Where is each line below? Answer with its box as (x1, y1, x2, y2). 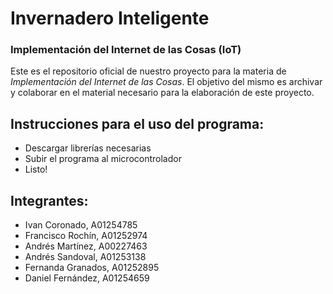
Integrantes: (10, 192, 89, 209)
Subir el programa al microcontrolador (24, 153, 182, 165)
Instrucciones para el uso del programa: (10, 115, 265, 132)
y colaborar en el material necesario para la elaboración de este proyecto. (10, 87, 315, 99)
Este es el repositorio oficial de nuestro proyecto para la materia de (10, 65, 287, 77)
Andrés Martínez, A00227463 (24, 240, 148, 252)
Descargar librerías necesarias (24, 142, 152, 154)
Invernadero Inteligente (10, 7, 210, 30)
